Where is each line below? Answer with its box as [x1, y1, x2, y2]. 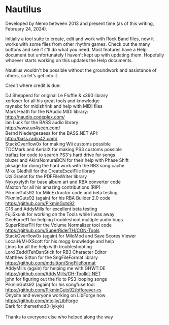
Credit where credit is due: [5, 82, 61, 88]
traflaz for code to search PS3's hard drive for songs [5, 152, 116, 158]
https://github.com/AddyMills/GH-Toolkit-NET [5, 271, 101, 277]
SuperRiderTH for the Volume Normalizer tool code [5, 222, 112, 228]
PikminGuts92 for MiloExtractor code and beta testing [5, 189, 118, 195]
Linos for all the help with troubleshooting [5, 243, 92, 250]
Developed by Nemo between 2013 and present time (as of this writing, [5, 20, 154, 26]
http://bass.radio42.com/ [5, 135, 58, 141]
